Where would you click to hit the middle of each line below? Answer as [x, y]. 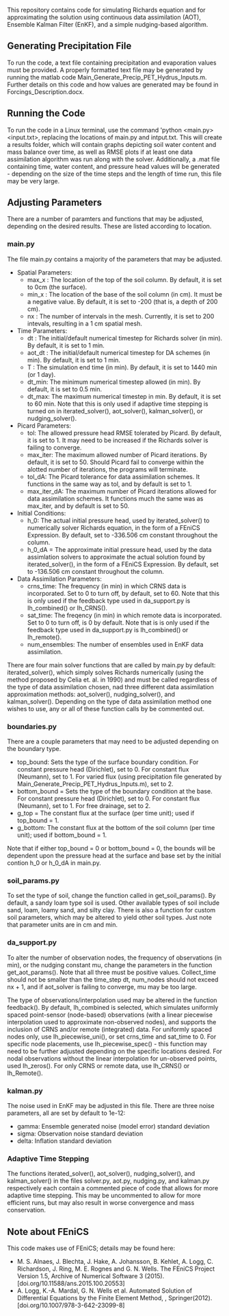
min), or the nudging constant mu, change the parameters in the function [110, 965]
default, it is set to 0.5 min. [65, 389]
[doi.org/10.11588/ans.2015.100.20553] [71, 1284]
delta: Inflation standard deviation [64, 1141]
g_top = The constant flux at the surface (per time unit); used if [106, 813]
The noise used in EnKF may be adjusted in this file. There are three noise [111, 1105]
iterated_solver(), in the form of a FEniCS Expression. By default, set [123, 564]
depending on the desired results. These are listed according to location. [109, 227]
